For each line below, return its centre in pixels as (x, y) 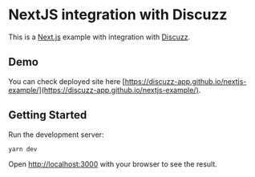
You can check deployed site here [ (67, 81)
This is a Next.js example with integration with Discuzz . (99, 37)
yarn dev (23, 149)
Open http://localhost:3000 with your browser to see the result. (113, 164)
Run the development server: (56, 135)
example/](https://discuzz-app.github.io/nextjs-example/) (103, 90)
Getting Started (48, 115)
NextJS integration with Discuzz (118, 15)
